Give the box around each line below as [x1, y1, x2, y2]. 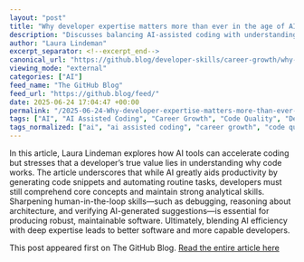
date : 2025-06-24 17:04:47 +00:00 [9, 97, 140, 107]
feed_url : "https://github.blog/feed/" [9, 89, 160, 98]
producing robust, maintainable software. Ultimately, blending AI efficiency [9, 215, 288, 226]
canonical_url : [9, 55, 67, 64]
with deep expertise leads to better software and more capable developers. [9, 225, 290, 236]
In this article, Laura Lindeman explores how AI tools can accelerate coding [9, 148, 290, 159]
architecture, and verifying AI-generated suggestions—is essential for [9, 206, 270, 216]
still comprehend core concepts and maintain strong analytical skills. [9, 187, 265, 197]
